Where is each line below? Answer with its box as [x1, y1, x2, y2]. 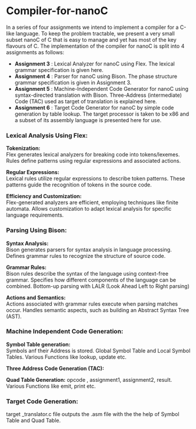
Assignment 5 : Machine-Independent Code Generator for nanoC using [14, 85, 189, 92]
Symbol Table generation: [6, 340, 71, 348]
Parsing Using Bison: [6, 226, 67, 234]
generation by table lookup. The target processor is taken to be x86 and [14, 110, 190, 117]
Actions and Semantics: [6, 294, 66, 301]
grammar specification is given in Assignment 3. [14, 78, 132, 86]
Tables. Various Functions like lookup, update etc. [6, 353, 127, 361]
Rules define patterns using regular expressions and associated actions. [6, 158, 181, 165]
